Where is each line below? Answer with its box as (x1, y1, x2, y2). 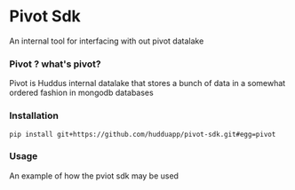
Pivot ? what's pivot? (9, 58, 101, 70)
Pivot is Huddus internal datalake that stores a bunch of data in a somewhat (9, 78, 286, 89)
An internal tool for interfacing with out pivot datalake (9, 36, 204, 46)
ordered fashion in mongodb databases (9, 87, 154, 99)
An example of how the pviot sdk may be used (9, 170, 179, 181)
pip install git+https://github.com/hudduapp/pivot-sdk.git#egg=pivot (9, 130, 276, 139)
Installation (9, 109, 60, 122)
